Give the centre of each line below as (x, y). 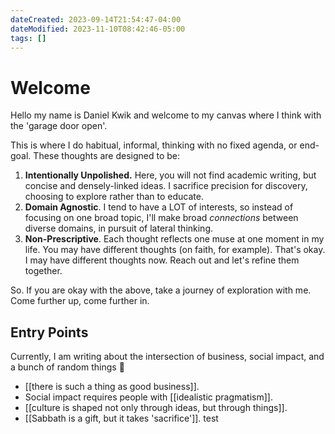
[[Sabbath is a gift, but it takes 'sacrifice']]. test (121, 418)
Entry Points (49, 332)
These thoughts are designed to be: (107, 156)
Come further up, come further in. (80, 301)
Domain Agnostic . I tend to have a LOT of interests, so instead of (159, 207)
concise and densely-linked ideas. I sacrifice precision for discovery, (166, 186)
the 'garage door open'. (59, 126)
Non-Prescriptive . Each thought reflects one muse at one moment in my (174, 239)
